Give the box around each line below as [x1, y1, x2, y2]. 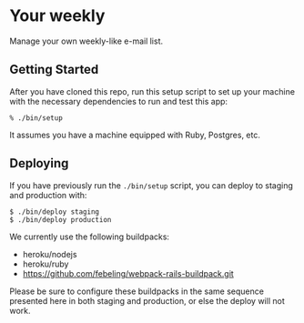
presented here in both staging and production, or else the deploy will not [9, 295, 285, 306]
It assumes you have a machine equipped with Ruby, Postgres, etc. [9, 129, 261, 140]
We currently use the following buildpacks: [9, 231, 170, 242]
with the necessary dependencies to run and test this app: [9, 96, 228, 106]
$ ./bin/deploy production [9, 215, 112, 224]
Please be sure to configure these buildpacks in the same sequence [9, 286, 264, 297]
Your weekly [9, 5, 106, 26]
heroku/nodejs [22, 248, 77, 259]
